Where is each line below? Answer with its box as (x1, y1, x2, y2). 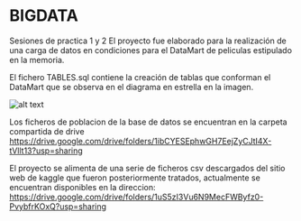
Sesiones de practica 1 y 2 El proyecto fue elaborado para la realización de (9, 35, 287, 46)
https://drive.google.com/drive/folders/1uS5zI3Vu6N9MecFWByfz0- (9, 191, 264, 202)
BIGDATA (9, 5, 78, 26)
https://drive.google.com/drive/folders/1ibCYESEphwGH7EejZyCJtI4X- (9, 135, 272, 146)
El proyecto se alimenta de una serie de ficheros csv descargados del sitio (9, 162, 286, 173)
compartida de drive (9, 125, 85, 136)
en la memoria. (9, 54, 65, 65)
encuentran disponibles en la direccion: (9, 181, 156, 192)
